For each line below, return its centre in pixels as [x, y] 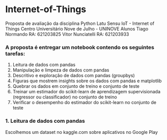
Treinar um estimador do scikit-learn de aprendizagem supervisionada [86, 92]
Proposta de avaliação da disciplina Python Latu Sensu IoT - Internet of [80, 23]
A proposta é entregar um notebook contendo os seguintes [80, 47]
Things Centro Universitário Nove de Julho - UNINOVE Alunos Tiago [77, 28]
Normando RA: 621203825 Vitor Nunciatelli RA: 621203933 [67, 34]
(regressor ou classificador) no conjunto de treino [65, 97]
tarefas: [15, 53]
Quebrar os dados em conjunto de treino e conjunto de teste [76, 86]
